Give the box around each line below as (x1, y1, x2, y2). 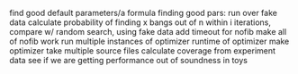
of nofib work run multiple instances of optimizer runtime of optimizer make (9, 36, 290, 46)
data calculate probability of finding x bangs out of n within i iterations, (9, 17, 272, 28)
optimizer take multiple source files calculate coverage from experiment (9, 45, 276, 56)
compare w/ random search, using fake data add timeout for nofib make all (9, 27, 287, 37)
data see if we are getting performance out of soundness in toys (9, 55, 248, 65)
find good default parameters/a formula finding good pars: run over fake (9, 8, 277, 18)
